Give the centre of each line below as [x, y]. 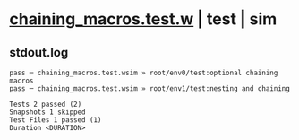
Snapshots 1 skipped [48, 112]
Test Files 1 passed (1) [56, 120]
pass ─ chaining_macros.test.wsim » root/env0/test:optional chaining [144, 73]
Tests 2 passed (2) [46, 104]
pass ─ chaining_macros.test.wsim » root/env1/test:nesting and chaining [150, 89]
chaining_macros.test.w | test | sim [143, 19]
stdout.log [39, 52]
